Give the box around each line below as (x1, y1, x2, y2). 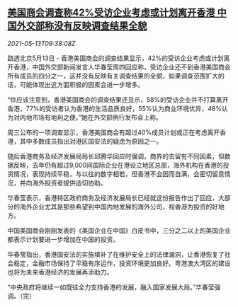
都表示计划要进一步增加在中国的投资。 (7, 235, 119, 243)
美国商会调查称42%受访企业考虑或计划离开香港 (7, 6, 215, 19)
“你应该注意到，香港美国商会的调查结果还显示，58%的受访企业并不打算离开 (7, 95, 229, 104)
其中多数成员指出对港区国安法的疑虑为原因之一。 (19, 137, 163, 145)
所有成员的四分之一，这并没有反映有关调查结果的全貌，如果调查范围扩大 (7, 71, 218, 80)
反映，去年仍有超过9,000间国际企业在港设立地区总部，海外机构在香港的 (13, 161, 223, 169)
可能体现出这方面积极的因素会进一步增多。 (19, 80, 144, 88)
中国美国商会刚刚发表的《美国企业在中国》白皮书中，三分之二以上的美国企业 (7, 226, 231, 235)
